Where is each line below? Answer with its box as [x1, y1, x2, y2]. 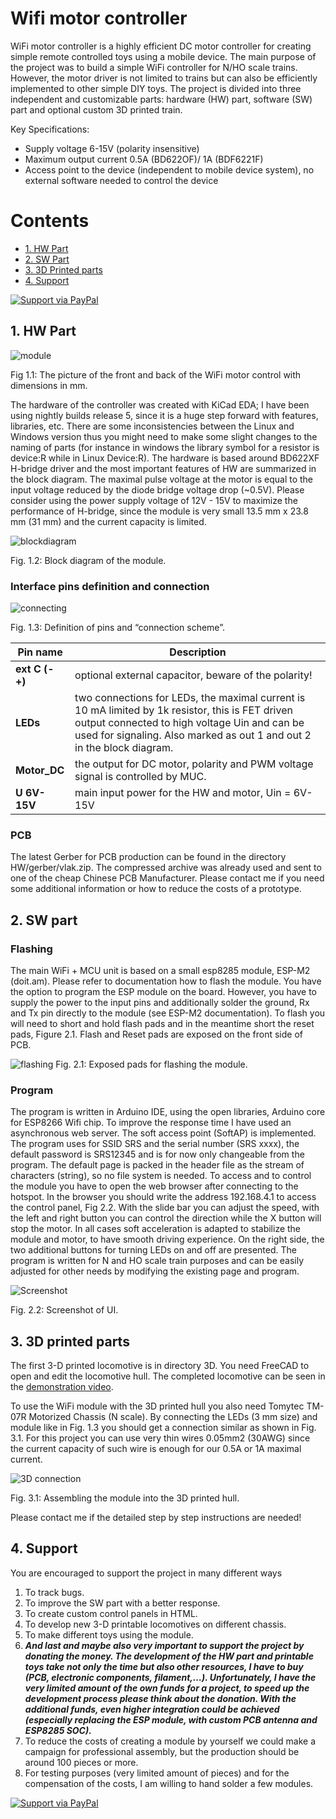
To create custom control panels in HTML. [24, 1607, 198, 1619]
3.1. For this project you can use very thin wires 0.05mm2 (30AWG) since [10, 1432, 311, 1444]
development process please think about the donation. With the [24, 1692, 297, 1704]
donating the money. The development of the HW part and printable [24, 1650, 314, 1662]
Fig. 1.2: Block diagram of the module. [10, 554, 167, 566]
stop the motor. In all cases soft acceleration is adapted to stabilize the [10, 1223, 302, 1235]
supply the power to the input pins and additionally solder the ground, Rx [10, 996, 310, 1008]
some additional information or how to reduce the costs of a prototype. [10, 883, 302, 895]
